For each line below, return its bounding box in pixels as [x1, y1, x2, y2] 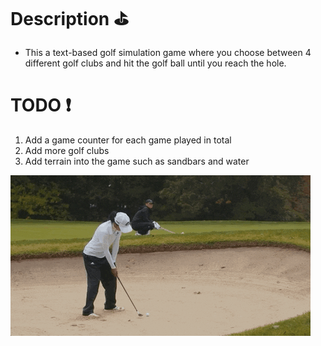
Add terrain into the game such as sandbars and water [24, 155, 250, 167]
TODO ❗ [10, 94, 72, 117]
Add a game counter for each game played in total [24, 134, 232, 146]
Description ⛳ [10, 8, 129, 31]
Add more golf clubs [24, 144, 110, 156]
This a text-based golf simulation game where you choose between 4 [24, 46, 312, 58]
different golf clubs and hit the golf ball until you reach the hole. [24, 57, 287, 69]
